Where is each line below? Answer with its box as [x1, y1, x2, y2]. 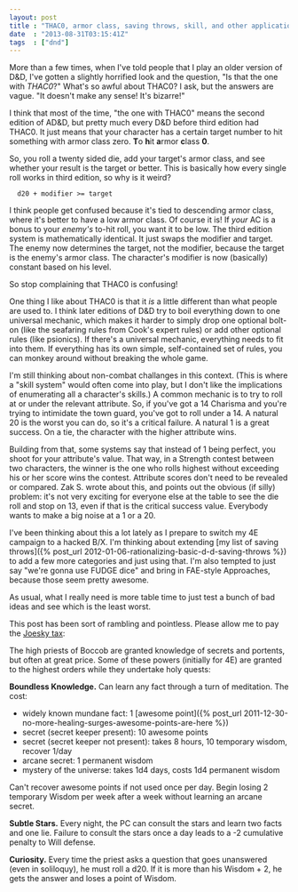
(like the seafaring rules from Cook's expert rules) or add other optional [20, 325, 282, 335]
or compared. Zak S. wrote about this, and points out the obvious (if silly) [9, 482, 276, 493]
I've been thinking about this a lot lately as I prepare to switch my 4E [9, 527, 259, 538]
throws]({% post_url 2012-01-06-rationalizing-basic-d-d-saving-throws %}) [9, 546, 287, 557]
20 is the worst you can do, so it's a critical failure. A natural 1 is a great [9, 417, 270, 428]
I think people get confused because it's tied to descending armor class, [9, 205, 274, 216]
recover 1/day [21, 746, 73, 757]
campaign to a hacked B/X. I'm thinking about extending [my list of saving [9, 537, 279, 548]
